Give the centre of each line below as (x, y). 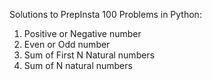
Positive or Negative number (82, 33)
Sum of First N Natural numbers (89, 55)
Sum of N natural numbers (78, 65)
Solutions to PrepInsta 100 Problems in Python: (105, 14)
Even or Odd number (67, 44)
